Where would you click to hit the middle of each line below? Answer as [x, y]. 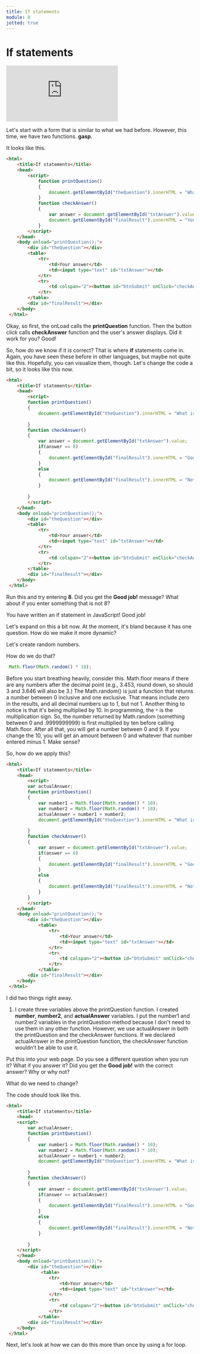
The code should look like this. [44, 1095]
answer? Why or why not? [38, 1071]
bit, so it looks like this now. [40, 369]
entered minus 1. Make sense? [43, 742]
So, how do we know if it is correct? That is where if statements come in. [95, 350]
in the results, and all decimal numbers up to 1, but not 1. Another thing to [96, 704]
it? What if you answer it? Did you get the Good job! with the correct [90, 1065]
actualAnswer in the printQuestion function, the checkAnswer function [101, 1041]
